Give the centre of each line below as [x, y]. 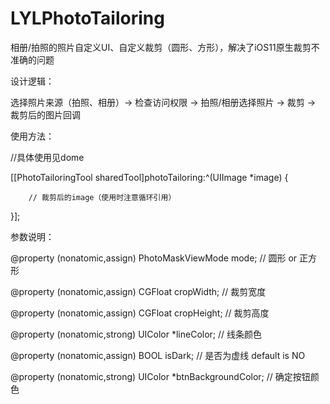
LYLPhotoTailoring [87, 18]
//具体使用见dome [47, 157]
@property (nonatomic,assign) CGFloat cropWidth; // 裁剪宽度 [138, 291]
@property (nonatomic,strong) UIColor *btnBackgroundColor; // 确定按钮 [160, 376]
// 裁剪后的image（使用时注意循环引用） [102, 197]
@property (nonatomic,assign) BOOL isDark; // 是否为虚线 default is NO [158, 355]
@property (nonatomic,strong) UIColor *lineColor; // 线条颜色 [136, 334]
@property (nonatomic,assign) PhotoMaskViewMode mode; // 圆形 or [154, 258]
